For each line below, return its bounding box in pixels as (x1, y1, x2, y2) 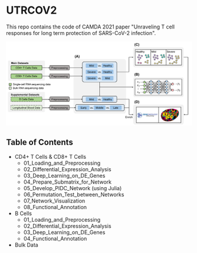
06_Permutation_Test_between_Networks (23, 191, 124, 198)
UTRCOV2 (6, 4, 57, 17)
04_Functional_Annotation (23, 235, 87, 242)
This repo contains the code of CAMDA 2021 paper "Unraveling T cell (6, 23, 175, 30)
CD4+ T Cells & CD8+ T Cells (14, 153, 87, 160)
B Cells (14, 210, 32, 217)
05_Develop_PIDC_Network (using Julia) (23, 184, 122, 191)
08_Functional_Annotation (23, 203, 87, 210)
